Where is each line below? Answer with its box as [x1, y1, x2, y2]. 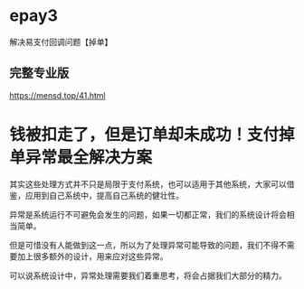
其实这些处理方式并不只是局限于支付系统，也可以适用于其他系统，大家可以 [9, 178, 287, 190]
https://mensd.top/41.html [9, 89, 106, 100]
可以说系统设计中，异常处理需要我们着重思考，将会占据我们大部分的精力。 [9, 270, 287, 281]
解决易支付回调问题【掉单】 [9, 36, 113, 47]
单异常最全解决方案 [9, 146, 153, 167]
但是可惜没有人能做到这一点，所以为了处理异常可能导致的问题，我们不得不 [9, 239, 287, 250]
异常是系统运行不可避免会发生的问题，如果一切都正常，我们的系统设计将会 [9, 209, 287, 219]
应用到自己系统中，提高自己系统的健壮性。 [24, 190, 184, 200]
